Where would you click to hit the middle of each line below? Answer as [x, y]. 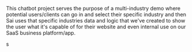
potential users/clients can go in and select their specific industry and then [96, 14]
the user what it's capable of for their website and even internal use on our [96, 27]
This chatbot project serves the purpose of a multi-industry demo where [93, 8]
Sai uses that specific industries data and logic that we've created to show [96, 21]
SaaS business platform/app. [41, 33]
